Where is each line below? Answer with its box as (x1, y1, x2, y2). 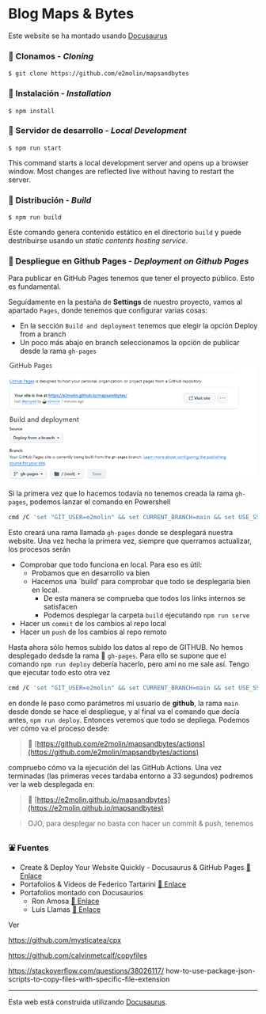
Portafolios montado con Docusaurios (19, 888, 144, 898)
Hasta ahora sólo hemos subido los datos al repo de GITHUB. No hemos (8, 643, 244, 652)
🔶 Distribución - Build (8, 195, 92, 206)
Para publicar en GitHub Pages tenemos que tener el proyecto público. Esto (8, 274, 255, 283)
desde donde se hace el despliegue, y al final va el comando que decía (8, 707, 240, 716)
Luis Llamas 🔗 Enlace (31, 905, 101, 914)
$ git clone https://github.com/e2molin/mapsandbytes (8, 70, 190, 78)
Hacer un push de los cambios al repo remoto (19, 627, 168, 637)
